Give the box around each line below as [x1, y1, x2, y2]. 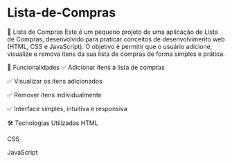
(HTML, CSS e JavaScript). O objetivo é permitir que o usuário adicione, [7, 42, 213, 50]
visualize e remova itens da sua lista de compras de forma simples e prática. [7, 50, 225, 58]
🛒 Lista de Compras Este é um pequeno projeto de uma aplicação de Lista [7, 28, 218, 36]
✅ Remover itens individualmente [7, 90, 102, 99]
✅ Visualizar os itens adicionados [7, 77, 102, 85]
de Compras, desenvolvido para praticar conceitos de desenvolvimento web [7, 35, 225, 43]
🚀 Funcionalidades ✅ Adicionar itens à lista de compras [7, 63, 165, 71]
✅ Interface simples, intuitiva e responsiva [7, 104, 128, 113]
